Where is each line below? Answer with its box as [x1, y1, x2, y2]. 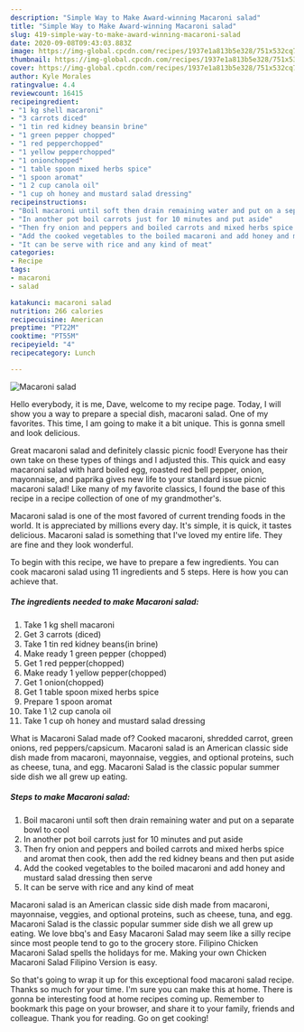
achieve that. [10, 575, 59, 587]
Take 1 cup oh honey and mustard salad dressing [23, 715, 206, 726]
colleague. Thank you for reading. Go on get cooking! [10, 1012, 209, 1023]
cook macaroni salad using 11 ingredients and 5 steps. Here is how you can [10, 566, 289, 577]
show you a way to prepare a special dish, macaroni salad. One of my [10, 408, 269, 419]
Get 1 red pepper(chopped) [23, 657, 125, 668]
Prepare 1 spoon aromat [23, 696, 113, 707]
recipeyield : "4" [10, 340, 76, 349]
